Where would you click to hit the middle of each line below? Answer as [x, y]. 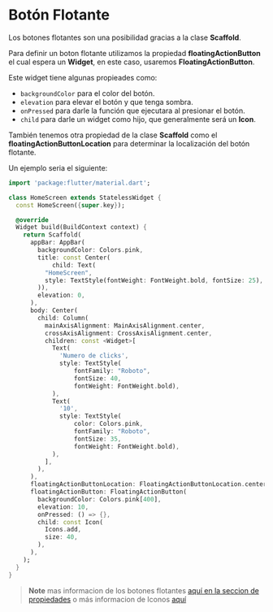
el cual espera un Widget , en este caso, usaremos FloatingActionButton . [132, 62]
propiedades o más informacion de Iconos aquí [107, 599]
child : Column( [63, 318]
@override [32, 220]
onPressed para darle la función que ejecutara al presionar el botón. [132, 111]
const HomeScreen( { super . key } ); [71, 205]
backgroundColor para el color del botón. [87, 93]
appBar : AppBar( [57, 243]
